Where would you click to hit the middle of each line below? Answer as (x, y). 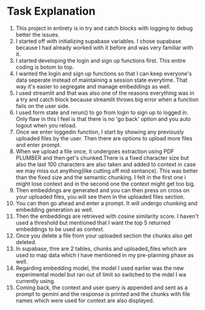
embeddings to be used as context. (60, 229)
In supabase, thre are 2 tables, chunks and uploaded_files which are (101, 248)
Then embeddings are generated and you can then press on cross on (102, 190)
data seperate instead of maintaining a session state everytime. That (102, 80)
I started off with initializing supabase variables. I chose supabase (98, 41)
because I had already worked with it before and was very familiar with (104, 48)
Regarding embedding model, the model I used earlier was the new (100, 268)
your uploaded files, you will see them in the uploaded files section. (100, 196)
